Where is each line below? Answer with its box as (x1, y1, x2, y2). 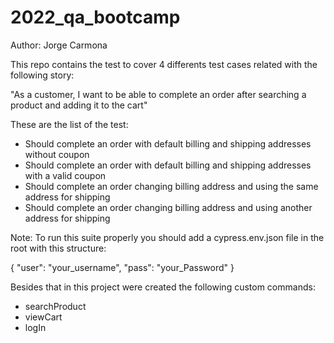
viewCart (24, 311, 63, 323)
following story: (10, 69, 75, 81)
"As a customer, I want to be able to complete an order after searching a (10, 88, 307, 100)
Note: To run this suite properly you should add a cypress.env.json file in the (10, 231, 325, 243)
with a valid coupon (24, 169, 107, 181)
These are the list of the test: (10, 118, 129, 130)
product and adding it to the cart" (10, 99, 148, 111)
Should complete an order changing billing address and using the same (24, 180, 319, 192)
